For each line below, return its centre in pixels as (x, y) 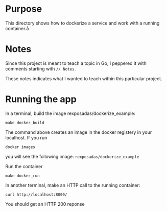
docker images (20, 147)
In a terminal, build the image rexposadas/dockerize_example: (70, 113)
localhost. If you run (26, 137)
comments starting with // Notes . (41, 68)
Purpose (24, 9)
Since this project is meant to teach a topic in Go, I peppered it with (76, 63)
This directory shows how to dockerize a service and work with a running (82, 23)
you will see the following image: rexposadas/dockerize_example (72, 156)
